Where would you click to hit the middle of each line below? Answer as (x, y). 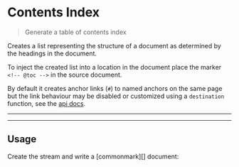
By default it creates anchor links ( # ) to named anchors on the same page (115, 88)
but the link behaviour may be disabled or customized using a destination (116, 96)
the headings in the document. (52, 53)
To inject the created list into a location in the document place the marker (115, 67)
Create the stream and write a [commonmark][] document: (93, 156)
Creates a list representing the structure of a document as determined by (115, 45)
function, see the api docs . (47, 103)
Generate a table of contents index (75, 32)
